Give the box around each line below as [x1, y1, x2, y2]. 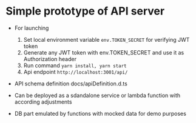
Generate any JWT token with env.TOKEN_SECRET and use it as [23, 48, 184, 56]
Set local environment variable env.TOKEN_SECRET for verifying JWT [23, 36, 190, 43]
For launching [14, 24, 49, 32]
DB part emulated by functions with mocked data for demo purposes [14, 110, 186, 117]
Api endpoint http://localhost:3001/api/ [23, 68, 128, 75]
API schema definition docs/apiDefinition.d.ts [14, 80, 128, 87]
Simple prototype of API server [5, 4, 165, 18]
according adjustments [14, 98, 72, 105]
